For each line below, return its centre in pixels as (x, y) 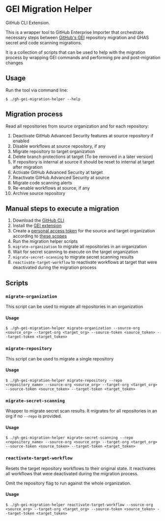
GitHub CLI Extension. (28, 23)
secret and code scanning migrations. (44, 42)
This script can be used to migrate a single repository (60, 358)
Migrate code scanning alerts (42, 183)
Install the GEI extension (37, 226)
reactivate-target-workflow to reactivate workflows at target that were (85, 262)
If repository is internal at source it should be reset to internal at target (83, 162)
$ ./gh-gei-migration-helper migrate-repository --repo (64, 380)
